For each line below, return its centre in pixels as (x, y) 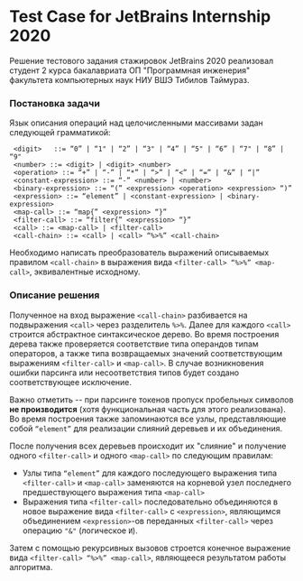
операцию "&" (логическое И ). (80, 530)
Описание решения (55, 295)
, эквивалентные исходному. (85, 272)
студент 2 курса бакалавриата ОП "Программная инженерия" (130, 70)
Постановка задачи (55, 103)
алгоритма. (31, 567)
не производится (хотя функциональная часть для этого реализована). (147, 409)
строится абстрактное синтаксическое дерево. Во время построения (144, 334)
